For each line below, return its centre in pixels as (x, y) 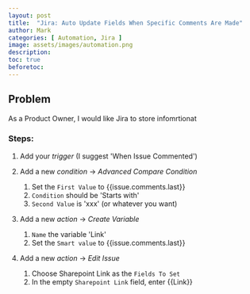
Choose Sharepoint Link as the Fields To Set (106, 273)
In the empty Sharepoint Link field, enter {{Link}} (112, 281)
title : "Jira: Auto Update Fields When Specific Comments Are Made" (126, 23)
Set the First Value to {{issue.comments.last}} (108, 186)
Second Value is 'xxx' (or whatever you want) (104, 204)
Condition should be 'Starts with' (85, 195)
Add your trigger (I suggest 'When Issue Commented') (109, 156)
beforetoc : (26, 67)
